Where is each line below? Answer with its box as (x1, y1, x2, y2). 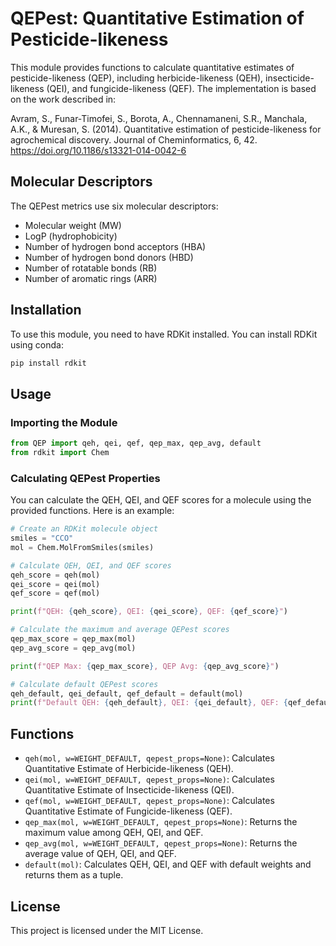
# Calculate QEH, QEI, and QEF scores (10, 560, 172, 571)
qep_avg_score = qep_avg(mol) (10, 643, 137, 653)
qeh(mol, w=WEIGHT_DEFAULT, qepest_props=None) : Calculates (24, 752, 275, 764)
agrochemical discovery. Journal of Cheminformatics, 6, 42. (10, 133, 258, 146)
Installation (10, 302, 82, 319)
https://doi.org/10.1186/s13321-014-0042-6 (10, 144, 187, 156)
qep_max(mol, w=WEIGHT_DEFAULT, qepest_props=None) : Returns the (24, 816, 298, 828)
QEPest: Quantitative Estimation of (10, 7, 305, 30)
